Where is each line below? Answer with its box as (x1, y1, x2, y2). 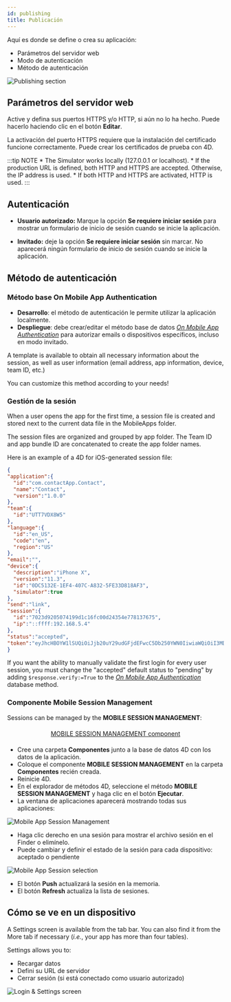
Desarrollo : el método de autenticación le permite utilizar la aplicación (16, 308, 217, 317)
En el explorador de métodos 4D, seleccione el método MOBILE (16, 782, 198, 790)
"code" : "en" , (13, 537, 51, 544)
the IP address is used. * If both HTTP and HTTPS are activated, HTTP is (7, 171, 213, 179)
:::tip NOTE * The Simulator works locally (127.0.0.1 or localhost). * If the (7, 157, 210, 165)
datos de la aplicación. (16, 752, 81, 761)
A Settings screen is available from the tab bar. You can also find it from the (7, 925, 221, 933)
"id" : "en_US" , (13, 530, 54, 538)
